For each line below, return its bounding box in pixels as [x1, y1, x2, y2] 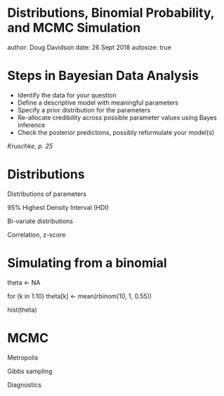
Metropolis [7, 353, 39, 362]
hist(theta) [7, 305, 37, 314]
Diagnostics [7, 381, 42, 389]
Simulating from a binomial [7, 255, 167, 271]
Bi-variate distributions [7, 216, 74, 225]
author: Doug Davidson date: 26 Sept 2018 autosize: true [7, 43, 172, 51]
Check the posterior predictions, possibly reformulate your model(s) [17, 128, 215, 136]
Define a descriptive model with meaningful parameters [17, 98, 179, 107]
